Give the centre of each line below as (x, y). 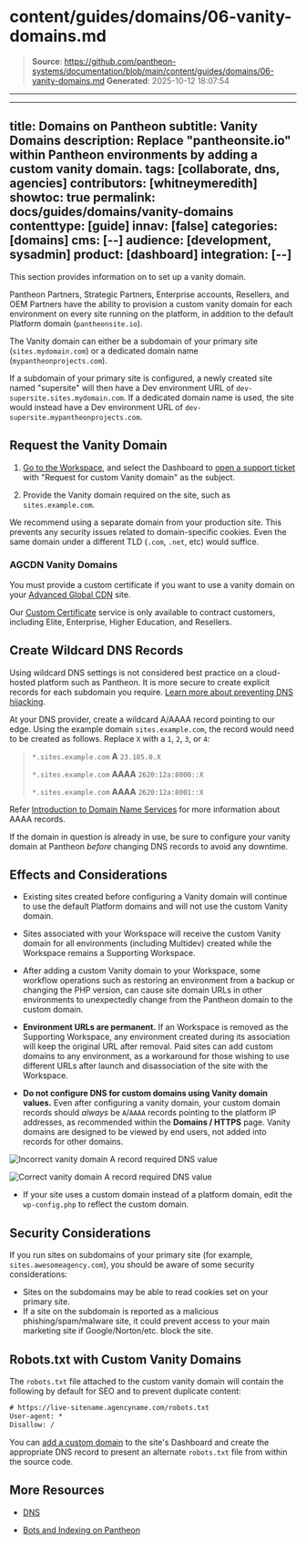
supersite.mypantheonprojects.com (75, 417)
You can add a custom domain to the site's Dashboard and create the (139, 1442)
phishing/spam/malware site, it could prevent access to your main (146, 1321)
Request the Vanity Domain (88, 445)
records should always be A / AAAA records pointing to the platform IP (149, 1113)
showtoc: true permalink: (83, 198)
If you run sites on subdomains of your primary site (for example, (131, 1255)
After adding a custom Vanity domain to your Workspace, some (142, 971)
